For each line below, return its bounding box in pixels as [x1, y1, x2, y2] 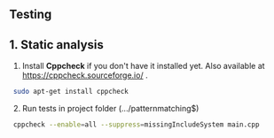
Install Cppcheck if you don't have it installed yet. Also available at [21, 61, 265, 72]
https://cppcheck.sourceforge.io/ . [21, 70, 148, 80]
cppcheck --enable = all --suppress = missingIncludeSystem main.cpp [12, 120, 260, 129]
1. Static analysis [9, 37, 105, 52]
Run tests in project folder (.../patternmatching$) [21, 103, 200, 114]
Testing [9, 7, 52, 22]
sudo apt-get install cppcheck [12, 88, 129, 96]
